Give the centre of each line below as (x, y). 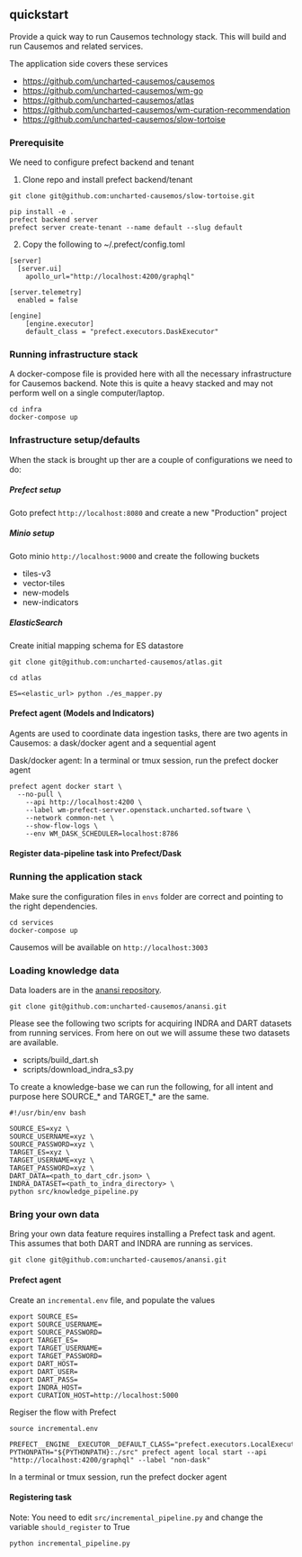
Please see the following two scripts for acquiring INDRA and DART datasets (151, 1023)
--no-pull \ (40, 794)
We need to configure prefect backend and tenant (102, 162)
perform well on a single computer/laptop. (87, 393)
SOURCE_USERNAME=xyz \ (52, 1136)
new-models (46, 593)
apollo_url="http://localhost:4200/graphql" (110, 277)
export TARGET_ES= (44, 1340)
